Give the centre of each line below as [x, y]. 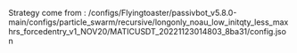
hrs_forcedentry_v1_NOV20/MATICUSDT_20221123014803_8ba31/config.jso [148, 31]
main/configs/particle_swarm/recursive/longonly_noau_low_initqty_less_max [148, 22]
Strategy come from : [47, 13]
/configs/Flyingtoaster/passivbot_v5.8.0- [162, 13]
